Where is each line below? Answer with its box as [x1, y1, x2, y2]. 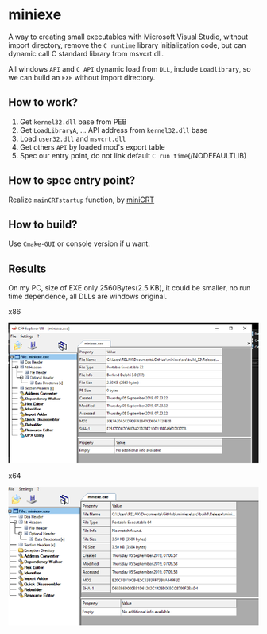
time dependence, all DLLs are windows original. [8, 292, 168, 301]
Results [8, 262, 47, 275]
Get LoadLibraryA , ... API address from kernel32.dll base [19, 125, 208, 134]
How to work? [8, 95, 78, 109]
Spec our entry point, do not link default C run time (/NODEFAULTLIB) [19, 150, 247, 160]
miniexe [8, 6, 62, 24]
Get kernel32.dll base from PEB [19, 117, 127, 126]
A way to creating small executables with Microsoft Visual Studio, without [8, 32, 249, 41]
